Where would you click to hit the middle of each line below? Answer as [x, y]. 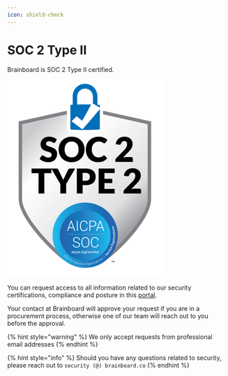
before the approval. [37, 323]
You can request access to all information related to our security [99, 287]
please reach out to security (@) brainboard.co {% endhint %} [98, 365]
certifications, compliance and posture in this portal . [82, 295]
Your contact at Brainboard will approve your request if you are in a [104, 308]
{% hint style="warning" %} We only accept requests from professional [110, 337]
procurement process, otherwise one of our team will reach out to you [108, 316]
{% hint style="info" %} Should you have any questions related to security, [114, 358]
